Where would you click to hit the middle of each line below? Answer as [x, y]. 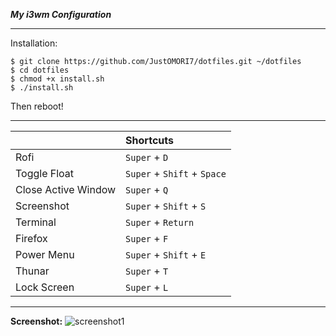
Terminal [36, 222]
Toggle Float [45, 173]
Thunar [32, 271]
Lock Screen [45, 287]
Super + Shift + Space [176, 173]
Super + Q [147, 189]
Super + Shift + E [166, 254]
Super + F [147, 238]
